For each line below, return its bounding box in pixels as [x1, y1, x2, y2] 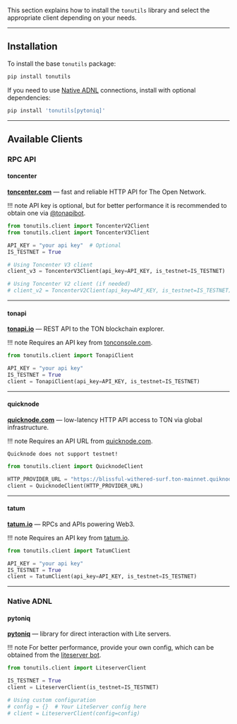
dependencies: [7, 93, 51, 102]
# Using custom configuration [7, 696, 97, 704]
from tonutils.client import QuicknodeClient [7, 462, 143, 469]
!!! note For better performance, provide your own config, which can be [7, 643, 214, 652]
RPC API [7, 154, 37, 164]
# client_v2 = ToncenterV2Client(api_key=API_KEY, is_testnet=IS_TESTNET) [7, 287, 232, 294]
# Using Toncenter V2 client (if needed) [7, 281, 131, 288]
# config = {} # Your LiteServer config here [7, 703, 147, 710]
